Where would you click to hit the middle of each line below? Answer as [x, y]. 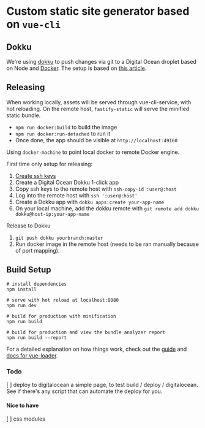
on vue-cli [34, 24]
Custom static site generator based [98, 11]
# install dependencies [37, 284]
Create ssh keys [35, 175]
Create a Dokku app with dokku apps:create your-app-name [90, 202]
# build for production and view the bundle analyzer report [86, 332]
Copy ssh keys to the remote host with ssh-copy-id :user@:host [96, 189]
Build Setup [29, 270]
